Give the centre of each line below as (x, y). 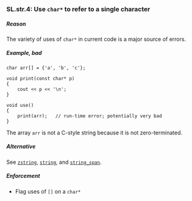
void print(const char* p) (41, 78)
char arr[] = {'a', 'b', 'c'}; (46, 68)
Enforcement (23, 176)
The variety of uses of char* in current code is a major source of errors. (96, 39)
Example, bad (24, 53)
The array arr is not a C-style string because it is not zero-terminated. (94, 133)
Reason (16, 24)
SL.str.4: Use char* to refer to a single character (78, 9)
